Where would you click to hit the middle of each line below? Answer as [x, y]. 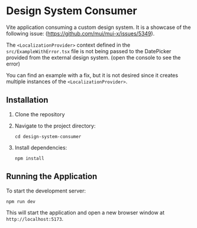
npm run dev [21, 201]
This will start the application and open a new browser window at [85, 212]
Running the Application [52, 176]
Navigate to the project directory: [55, 126]
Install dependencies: [41, 147]
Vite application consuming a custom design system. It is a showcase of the [98, 27]
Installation [27, 100]
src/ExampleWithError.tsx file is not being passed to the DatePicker [89, 51]
